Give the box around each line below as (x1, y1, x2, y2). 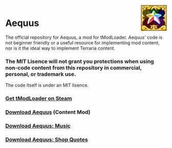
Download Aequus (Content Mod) (5, 109, 91, 116)
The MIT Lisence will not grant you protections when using (5, 58, 155, 65)
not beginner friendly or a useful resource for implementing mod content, (5, 39, 160, 45)
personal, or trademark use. (5, 70, 76, 78)
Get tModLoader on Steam (5, 95, 73, 102)
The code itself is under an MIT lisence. (5, 82, 89, 88)
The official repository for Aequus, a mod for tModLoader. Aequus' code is (5, 34, 163, 40)
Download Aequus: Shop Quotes (5, 136, 88, 143)
